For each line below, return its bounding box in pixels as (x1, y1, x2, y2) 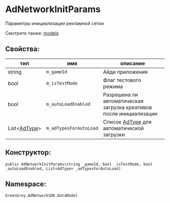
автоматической (103, 125, 144, 132)
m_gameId (46, 69, 67, 74)
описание (120, 60, 145, 67)
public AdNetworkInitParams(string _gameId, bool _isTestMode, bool (5, 161, 153, 167)
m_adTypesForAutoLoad (46, 125, 99, 131)
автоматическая (103, 97, 144, 104)
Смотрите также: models (5, 30, 59, 36)
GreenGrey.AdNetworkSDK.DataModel (5, 193, 78, 198)
